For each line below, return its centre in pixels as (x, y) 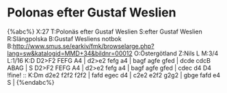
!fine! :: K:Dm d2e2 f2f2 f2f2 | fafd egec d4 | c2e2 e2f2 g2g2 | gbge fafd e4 (114, 75)
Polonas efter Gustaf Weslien (92, 13)
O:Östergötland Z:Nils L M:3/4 (176, 53)
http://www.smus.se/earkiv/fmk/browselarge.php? (84, 46)
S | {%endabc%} (31, 82)
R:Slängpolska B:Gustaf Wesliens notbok (64, 38)
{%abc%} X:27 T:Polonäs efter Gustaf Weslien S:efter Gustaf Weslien (105, 31)
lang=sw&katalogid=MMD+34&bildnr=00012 (70, 53)
